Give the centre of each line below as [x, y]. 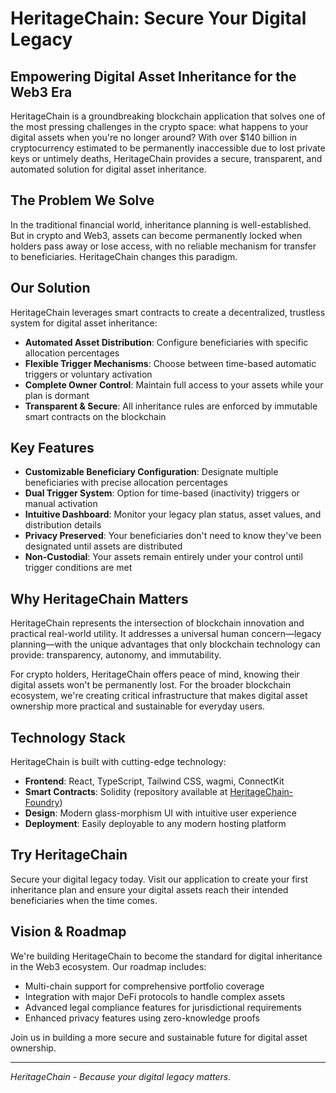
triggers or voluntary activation [88, 374]
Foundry [42, 803]
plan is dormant [57, 395]
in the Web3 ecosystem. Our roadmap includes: [108, 966]
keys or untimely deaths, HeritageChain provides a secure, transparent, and [166, 158]
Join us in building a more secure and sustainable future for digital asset [159, 1037]
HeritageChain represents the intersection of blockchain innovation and [157, 623]
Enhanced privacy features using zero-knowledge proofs [142, 1018]
